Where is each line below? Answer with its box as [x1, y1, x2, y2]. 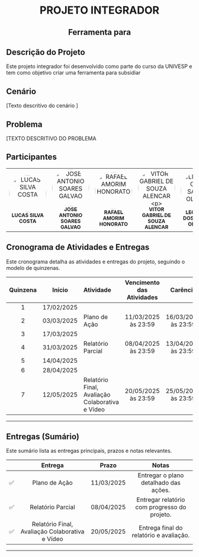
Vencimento [124, 278, 160, 286]
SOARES [60, 217, 81, 224]
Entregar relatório [136, 495, 185, 504]
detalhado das [141, 479, 181, 487]
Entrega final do [139, 524, 183, 532]
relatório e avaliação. [131, 531, 190, 539]
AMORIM [102, 214, 124, 221]
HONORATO [99, 220, 129, 227]
